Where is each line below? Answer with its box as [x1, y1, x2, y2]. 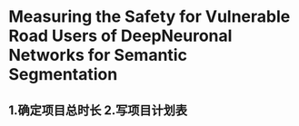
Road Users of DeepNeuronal [8, 25, 233, 46]
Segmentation [8, 64, 118, 85]
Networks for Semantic [8, 45, 188, 65]
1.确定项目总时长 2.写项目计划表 [8, 102, 188, 118]
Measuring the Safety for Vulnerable [8, 6, 291, 27]
